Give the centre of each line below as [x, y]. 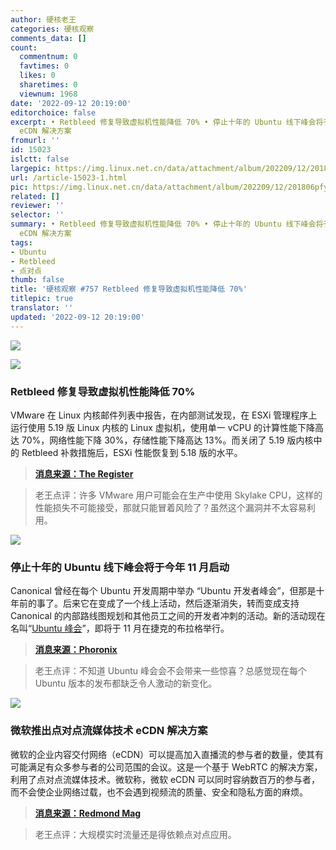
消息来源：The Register [84, 473]
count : [24, 47]
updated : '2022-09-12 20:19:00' [77, 317]
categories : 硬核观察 [52, 29]
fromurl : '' [35, 141]
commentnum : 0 [48, 57]
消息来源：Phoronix [76, 650]
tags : [21, 242]
